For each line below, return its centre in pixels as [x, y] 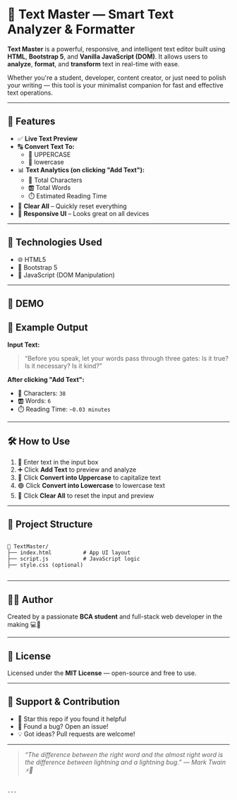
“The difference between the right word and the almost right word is [124, 754]
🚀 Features [31, 122]
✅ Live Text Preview [47, 138]
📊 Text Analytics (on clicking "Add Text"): [81, 169]
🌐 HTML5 [32, 259]
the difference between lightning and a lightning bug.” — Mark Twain [125, 762]
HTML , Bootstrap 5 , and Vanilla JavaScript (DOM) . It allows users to [108, 56]
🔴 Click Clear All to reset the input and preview [86, 495]
